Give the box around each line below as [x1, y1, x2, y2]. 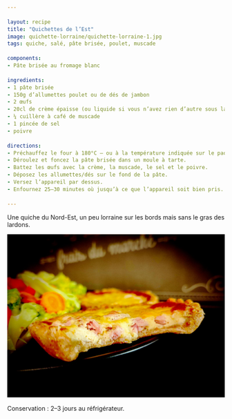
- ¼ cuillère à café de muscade [7, 113, 100, 120]
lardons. [7, 220, 30, 228]
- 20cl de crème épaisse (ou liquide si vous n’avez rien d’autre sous [7, 106, 217, 113]
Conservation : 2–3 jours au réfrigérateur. [7, 404, 125, 412]
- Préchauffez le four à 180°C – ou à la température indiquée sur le [7, 149, 215, 157]
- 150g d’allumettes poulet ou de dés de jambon [7, 91, 150, 98]
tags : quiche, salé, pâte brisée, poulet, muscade [7, 40, 156, 48]
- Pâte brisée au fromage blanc [7, 62, 100, 69]
